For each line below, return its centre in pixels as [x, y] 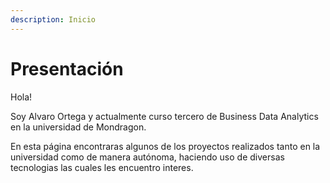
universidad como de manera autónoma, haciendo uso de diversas [147, 157]
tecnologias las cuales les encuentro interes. [102, 167]
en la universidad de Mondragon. [78, 127]
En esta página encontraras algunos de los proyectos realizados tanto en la [165, 146]
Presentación [67, 68]
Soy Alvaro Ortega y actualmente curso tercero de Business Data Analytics [164, 116]
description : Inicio [53, 19]
